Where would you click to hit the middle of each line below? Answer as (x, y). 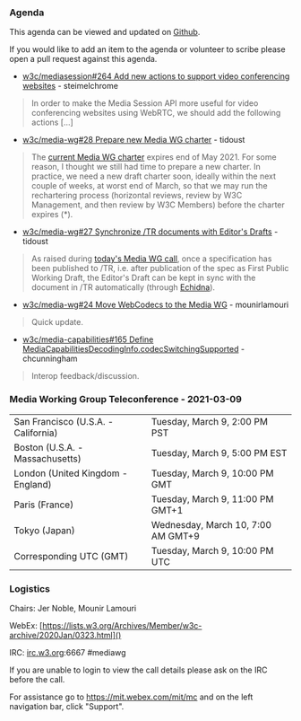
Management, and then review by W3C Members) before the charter (158, 205)
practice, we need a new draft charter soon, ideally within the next (153, 176)
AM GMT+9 (175, 536)
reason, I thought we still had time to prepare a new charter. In (146, 167)
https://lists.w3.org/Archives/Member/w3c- (122, 625)
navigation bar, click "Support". (67, 706)
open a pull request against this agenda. (83, 59)
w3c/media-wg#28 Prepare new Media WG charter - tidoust (133, 140)
